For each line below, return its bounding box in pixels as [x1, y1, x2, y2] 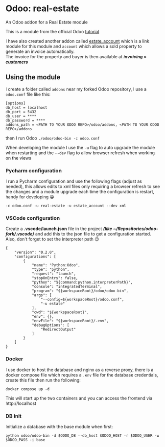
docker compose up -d [5, 386, 50, 392]
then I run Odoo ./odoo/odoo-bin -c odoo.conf [5, 135, 100, 141]
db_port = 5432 [5, 109, 37, 114]
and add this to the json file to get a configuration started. [35, 231, 151, 237]
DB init [5, 412, 22, 419]
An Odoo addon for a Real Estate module [5, 19, 88, 25]
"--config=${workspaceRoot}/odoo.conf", [40, 297, 124, 302]
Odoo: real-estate [5, 3, 79, 14]
